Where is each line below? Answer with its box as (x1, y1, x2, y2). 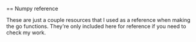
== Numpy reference (6, 5, 58, 12)
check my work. (6, 29, 46, 36)
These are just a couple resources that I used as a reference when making (6, 17, 191, 23)
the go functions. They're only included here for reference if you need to (6, 23, 186, 30)
